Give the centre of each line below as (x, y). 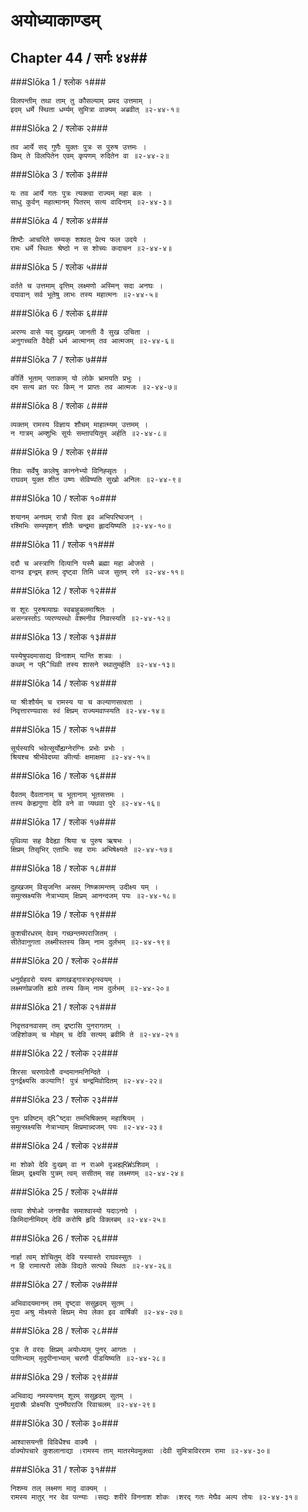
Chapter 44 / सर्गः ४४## (79, 57)
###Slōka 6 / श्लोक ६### (59, 313)
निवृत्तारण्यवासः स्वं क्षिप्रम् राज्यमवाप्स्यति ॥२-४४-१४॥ (87, 711)
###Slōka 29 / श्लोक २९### (64, 1377)
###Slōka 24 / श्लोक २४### (64, 1145)
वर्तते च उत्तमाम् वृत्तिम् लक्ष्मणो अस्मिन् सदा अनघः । (87, 286)
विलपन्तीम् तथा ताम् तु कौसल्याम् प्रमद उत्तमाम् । (81, 101)
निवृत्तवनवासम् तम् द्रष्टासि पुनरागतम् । (66, 1026)
